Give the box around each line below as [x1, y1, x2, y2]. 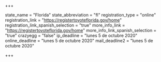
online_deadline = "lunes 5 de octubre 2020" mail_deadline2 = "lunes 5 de [5, 38, 153, 44]
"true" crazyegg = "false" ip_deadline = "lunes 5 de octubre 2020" [5, 32, 138, 38]
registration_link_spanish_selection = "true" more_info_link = [5, 22, 125, 28]
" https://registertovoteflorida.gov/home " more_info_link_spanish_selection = [5, 28, 157, 33]
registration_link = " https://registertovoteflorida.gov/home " [5, 17, 122, 23]
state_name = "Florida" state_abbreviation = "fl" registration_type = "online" [5, 12, 156, 17]
